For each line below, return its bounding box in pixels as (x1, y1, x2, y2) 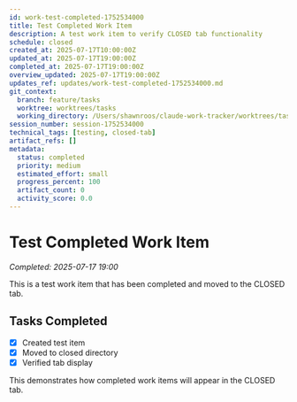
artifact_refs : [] (9, 136, 77, 145)
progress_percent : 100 (17, 178, 101, 187)
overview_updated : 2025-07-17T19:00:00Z (9, 71, 161, 80)
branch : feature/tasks (17, 95, 101, 104)
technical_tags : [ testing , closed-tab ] (9, 128, 156, 137)
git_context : (9, 87, 57, 96)
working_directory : (17, 112, 89, 120)
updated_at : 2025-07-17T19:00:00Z (9, 54, 137, 63)
